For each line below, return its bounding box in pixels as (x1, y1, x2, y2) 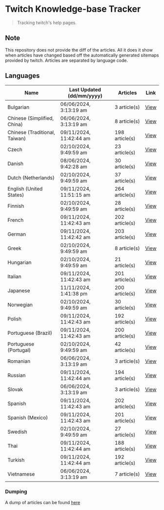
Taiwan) (7, 135, 26, 142)
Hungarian (7, 259, 32, 266)
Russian (7, 372, 26, 378)
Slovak (7, 386, 23, 393)
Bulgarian (7, 104, 30, 110)
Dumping (5, 488, 28, 495)
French (7, 216, 24, 223)
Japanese (7, 287, 30, 294)
